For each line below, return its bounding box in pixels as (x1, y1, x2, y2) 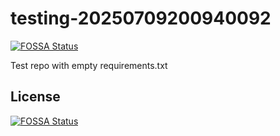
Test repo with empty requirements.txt (10, 59, 168, 71)
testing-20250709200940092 (10, 7, 272, 30)
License (10, 88, 61, 106)
